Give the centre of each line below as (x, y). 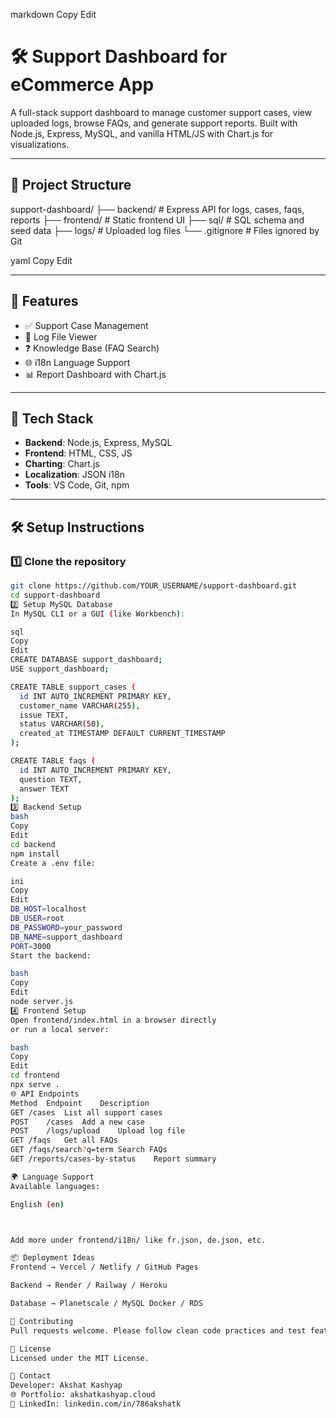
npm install (35, 854)
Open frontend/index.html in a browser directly (113, 1020)
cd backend (33, 844)
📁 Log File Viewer (61, 336)
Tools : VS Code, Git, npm (77, 485)
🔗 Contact (31, 1376)
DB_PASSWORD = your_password (66, 927)
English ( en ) (37, 1204)
